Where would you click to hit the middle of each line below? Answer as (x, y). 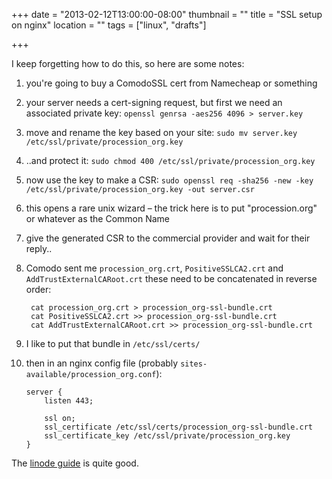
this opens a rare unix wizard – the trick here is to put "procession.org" (171, 208)
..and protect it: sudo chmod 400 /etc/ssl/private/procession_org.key (170, 160)
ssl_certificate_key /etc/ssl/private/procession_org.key (167, 436)
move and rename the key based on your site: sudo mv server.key (161, 132)
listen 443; (69, 401)
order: (38, 289)
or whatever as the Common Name (98, 218)
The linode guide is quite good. (75, 463)
